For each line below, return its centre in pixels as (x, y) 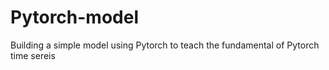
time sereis (33, 55)
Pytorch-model (74, 17)
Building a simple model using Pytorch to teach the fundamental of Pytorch (165, 45)
